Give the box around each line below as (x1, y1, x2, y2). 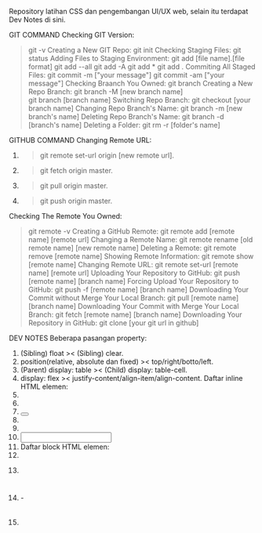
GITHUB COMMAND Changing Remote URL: (9, 136, 152, 144)
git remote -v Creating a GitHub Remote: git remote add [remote (27, 227, 235, 236)
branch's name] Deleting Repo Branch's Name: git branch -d (27, 112, 224, 121)
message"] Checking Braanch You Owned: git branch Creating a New (27, 78, 253, 88)
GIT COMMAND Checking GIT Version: (9, 31, 135, 39)
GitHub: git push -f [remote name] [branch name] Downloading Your (27, 285, 249, 294)
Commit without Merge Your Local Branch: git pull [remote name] (27, 293, 239, 303)
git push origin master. (39, 196, 113, 205)
